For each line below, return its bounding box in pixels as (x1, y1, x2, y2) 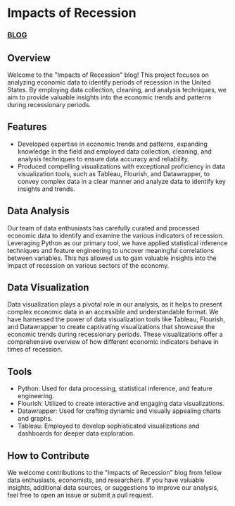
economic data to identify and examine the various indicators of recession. (7, 231, 224, 240)
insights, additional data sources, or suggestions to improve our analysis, (7, 483, 220, 491)
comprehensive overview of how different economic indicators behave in (7, 338, 220, 346)
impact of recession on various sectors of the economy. (7, 261, 170, 269)
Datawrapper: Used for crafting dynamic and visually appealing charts (17, 407, 222, 415)
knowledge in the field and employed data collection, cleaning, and (17, 147, 212, 156)
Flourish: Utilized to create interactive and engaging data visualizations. (17, 400, 225, 408)
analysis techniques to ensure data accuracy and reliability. (17, 154, 190, 163)
